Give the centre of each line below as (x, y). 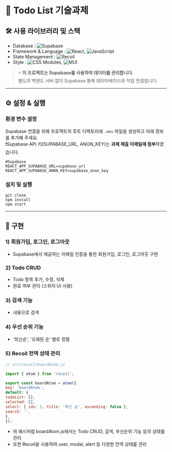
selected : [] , (20, 402)
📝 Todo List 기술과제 (47, 10)
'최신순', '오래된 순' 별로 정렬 (41, 339)
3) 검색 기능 (19, 300)
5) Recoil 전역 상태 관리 (33, 354)
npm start (16, 204)
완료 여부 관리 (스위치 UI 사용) (42, 286)
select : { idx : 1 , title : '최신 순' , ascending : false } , (67, 407)
